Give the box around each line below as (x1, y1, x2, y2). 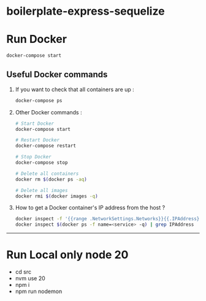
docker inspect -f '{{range (15, 216, 87, 222)
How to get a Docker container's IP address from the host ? (15, 204, 166, 212)
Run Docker (6, 32, 67, 46)
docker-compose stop (15, 160, 68, 166)
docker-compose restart (15, 143, 77, 149)
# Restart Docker (15, 137, 60, 143)
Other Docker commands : (15, 108, 82, 116)
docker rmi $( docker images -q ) (15, 193, 98, 199)
